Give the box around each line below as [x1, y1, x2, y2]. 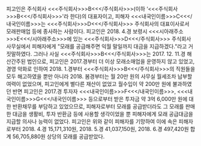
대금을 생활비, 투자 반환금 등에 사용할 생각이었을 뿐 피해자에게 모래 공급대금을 [12, 111, 194, 117]
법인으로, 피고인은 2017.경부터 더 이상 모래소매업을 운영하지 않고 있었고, [26, 58, 195, 65]
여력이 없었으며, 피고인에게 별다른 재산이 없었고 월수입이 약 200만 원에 [6, 81, 172, 87]
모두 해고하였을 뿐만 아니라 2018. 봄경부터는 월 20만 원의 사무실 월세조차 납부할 [6, 73, 193, 80]
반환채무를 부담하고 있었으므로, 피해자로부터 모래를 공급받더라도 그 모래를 [12, 103, 184, 110]
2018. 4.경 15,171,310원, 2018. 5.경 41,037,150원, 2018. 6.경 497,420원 [22, 126, 189, 132]
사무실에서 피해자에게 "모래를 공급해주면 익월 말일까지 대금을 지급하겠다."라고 [6, 43, 187, 50]
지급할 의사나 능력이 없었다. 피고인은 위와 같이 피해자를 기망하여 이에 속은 [6, 118, 178, 125]
